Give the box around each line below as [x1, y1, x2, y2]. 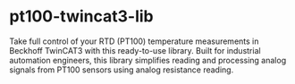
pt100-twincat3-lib [9, 6, 154, 27]
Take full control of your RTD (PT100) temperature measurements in [9, 36, 259, 46]
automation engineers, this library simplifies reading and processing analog [9, 55, 287, 65]
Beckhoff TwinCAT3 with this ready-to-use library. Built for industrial [9, 45, 261, 55]
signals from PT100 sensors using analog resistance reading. [9, 64, 234, 75]
